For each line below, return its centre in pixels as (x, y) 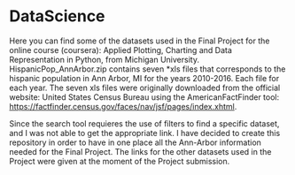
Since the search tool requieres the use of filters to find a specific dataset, (144, 123)
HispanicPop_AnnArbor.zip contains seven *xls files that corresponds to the (147, 69)
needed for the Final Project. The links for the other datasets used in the (140, 151)
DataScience (57, 16)
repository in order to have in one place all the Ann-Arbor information (135, 142)
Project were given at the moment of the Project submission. (120, 161)
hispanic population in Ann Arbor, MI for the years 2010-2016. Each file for (144, 78)
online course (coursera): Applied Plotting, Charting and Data (121, 49)
